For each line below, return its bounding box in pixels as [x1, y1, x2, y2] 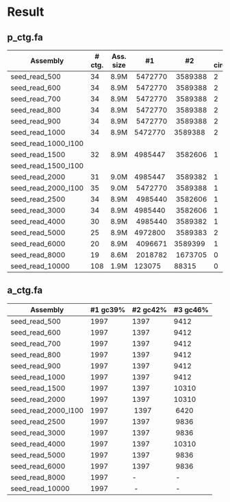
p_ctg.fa [7, 32, 43, 43]
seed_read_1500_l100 [10, 161, 84, 170]
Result [7, 4, 44, 20]
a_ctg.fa [7, 285, 43, 296]
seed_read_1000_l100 [10, 139, 84, 148]
